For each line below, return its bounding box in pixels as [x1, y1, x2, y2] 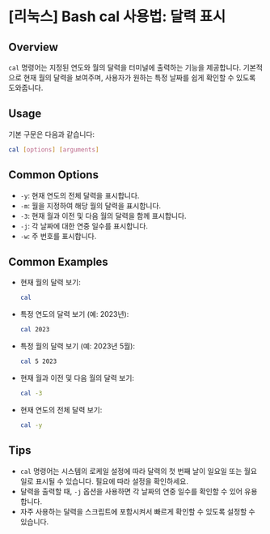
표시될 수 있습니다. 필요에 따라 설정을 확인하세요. [35, 476, 188, 486]
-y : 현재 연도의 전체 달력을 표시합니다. [19, 190, 140, 200]
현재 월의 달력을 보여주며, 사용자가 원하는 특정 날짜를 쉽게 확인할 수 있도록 [23, 73, 256, 82]
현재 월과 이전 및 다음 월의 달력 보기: [19, 373, 135, 382]
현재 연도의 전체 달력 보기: [19, 404, 103, 414]
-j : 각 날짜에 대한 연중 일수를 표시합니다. [19, 220, 148, 231]
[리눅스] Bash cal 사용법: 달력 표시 [8, 7, 226, 26]
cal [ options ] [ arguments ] [8, 145, 99, 154]
